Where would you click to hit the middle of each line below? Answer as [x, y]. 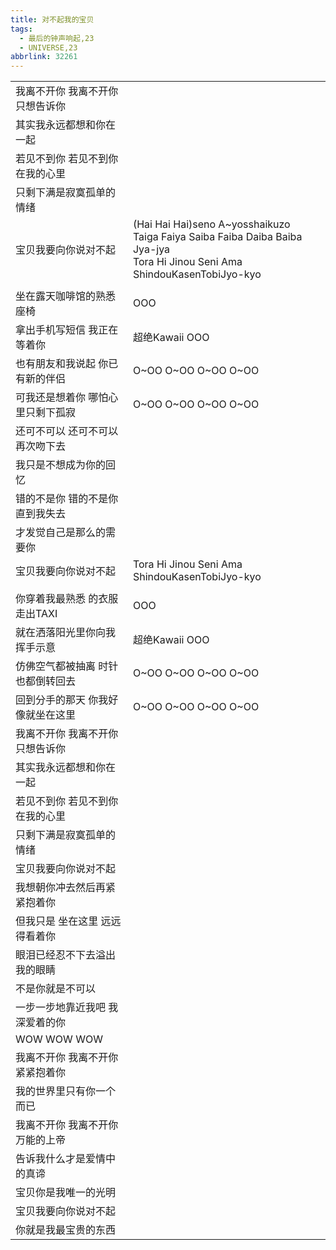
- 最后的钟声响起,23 [57, 38]
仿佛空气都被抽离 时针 [67, 666]
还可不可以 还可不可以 [67, 431]
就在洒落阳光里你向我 [66, 633]
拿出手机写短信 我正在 [67, 330]
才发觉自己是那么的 [61, 533]
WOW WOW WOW [59, 1039]
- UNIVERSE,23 [48, 47]
